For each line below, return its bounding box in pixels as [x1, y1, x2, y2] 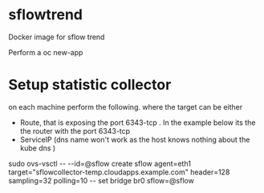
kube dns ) [19, 143, 56, 153]
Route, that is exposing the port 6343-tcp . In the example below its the [19, 118, 256, 127]
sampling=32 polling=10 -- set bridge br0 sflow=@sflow [8, 175, 194, 185]
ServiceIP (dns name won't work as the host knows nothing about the [19, 135, 250, 144]
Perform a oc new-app [8, 47, 83, 57]
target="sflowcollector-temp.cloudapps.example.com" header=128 [8, 167, 230, 177]
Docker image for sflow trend [8, 32, 105, 42]
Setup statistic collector [8, 76, 172, 94]
